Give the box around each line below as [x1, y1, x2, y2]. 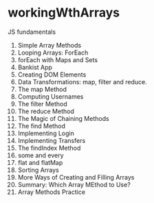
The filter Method [17, 99, 67, 108]
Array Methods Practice [17, 188, 85, 196]
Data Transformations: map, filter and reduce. [17, 77, 147, 86]
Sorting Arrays [17, 166, 59, 174]
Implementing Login [17, 129, 74, 137]
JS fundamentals [8, 28, 56, 36]
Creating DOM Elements [17, 70, 87, 79]
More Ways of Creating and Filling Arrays [17, 173, 135, 181]
